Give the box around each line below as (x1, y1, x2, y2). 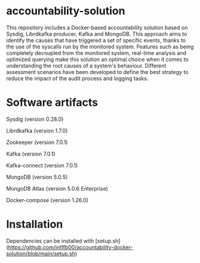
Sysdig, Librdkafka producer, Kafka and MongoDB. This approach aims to (6, 30, 187, 37)
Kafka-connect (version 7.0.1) (6, 161, 78, 169)
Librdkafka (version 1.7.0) (6, 127, 68, 134)
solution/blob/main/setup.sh (6, 250, 76, 257)
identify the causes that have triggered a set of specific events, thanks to (6, 36, 186, 44)
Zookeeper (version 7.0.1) (6, 139, 68, 146)
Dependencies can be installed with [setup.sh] (6, 237, 121, 244)
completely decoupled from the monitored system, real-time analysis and (6, 49, 187, 56)
